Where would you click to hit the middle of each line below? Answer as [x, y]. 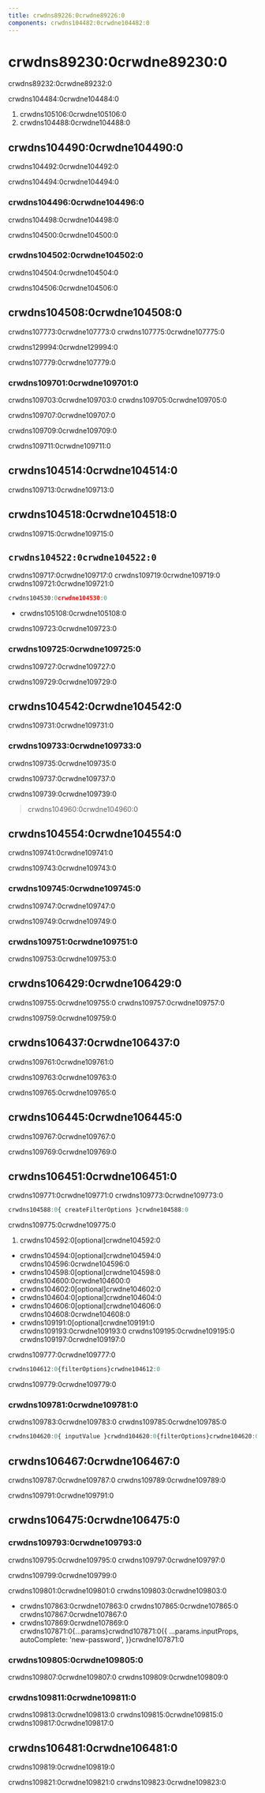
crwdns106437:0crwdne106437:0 [94, 1043]
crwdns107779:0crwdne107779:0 [62, 362]
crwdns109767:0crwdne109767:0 [62, 1136]
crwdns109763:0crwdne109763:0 [62, 1077]
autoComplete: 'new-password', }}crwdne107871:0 [102, 1639]
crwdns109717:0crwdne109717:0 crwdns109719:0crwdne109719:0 [114, 575]
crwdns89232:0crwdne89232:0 [60, 84]
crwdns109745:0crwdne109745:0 [75, 889]
